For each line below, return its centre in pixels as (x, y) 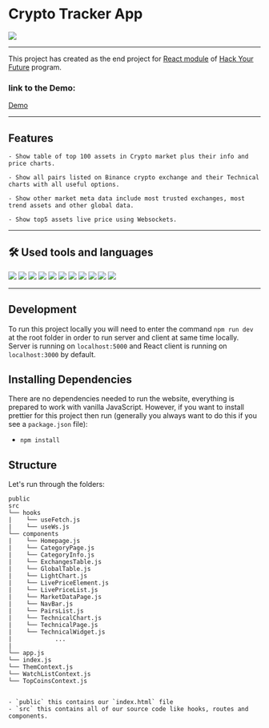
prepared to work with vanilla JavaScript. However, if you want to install (126, 407)
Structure (33, 465)
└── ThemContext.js (41, 667)
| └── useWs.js (39, 527)
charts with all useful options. (64, 185)
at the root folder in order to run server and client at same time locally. (124, 337)
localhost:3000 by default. (52, 354)
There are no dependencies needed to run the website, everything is (121, 399)
